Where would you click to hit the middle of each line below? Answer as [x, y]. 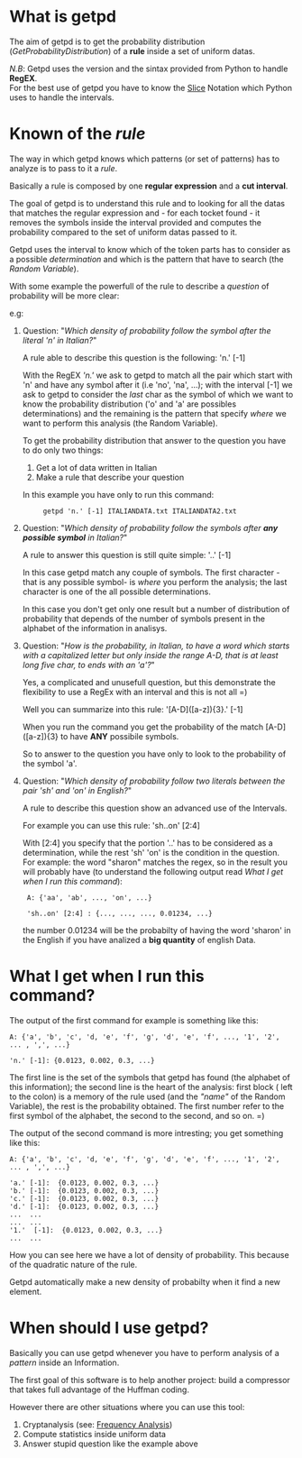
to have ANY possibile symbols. [119, 736]
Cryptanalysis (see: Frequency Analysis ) [97, 1424]
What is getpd [63, 17]
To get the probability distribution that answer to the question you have [154, 440]
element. [26, 1291]
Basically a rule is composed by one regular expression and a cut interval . [149, 186]
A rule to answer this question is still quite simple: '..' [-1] [127, 555]
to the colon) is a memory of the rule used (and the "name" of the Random [147, 1096]
